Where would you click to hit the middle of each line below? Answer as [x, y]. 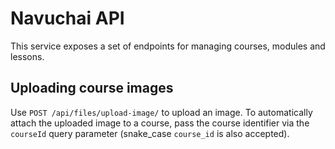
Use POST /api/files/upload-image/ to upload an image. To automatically [161, 112]
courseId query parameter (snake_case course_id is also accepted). [150, 133]
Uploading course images [92, 88]
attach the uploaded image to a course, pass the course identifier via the [160, 123]
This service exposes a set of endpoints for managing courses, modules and [168, 46]
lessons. [27, 56]
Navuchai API [67, 18]
